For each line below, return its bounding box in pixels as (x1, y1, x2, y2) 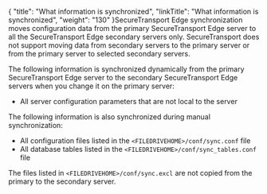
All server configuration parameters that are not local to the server (19, 97, 238, 106)
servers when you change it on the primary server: (8, 81, 175, 91)
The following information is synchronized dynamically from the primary (8, 64, 245, 74)
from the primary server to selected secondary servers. (8, 49, 190, 58)
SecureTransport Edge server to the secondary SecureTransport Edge (8, 73, 238, 82)
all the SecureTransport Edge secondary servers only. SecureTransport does (8, 32, 260, 41)
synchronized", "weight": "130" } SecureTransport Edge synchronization (8, 15, 243, 25)
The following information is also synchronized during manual (8, 112, 211, 122)
